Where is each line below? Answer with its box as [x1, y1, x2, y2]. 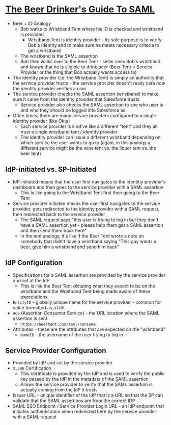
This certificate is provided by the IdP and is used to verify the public [20, 370, 165, 377]
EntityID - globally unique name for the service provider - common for [12, 299, 161, 305]
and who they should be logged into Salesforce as [20, 107, 126, 113]
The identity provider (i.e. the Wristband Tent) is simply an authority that [12, 74, 164, 81]
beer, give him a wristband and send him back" [20, 244, 120, 250]
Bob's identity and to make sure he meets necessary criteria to [27, 42, 159, 48]
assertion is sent [12, 315, 47, 322]
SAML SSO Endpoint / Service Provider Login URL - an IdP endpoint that [12, 403, 164, 409]
